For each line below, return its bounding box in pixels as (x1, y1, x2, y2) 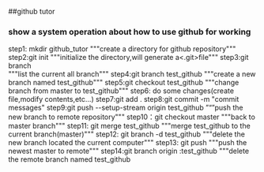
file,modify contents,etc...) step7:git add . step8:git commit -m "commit (8, 95, 239, 104)
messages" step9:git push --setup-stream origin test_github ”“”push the (8, 103, 243, 113)
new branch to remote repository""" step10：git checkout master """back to (8, 112, 255, 122)
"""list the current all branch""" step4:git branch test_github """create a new (8, 69, 256, 79)
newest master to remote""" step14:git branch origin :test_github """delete (8, 146, 250, 156)
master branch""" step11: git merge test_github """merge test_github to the (8, 122, 251, 131)
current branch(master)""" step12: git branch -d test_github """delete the (8, 129, 245, 139)
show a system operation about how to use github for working (8, 26, 251, 37)
